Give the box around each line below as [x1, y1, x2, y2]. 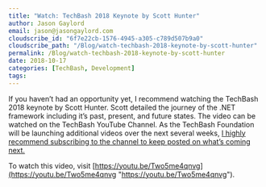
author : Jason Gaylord [8, 19, 85, 27]
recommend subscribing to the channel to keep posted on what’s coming [8, 136, 251, 146]
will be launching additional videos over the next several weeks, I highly [8, 128, 246, 138]
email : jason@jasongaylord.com [8, 27, 114, 35]
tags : [8, 72, 27, 80]
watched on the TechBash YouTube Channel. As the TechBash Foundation [8, 119, 255, 129]
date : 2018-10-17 [8, 57, 67, 65]
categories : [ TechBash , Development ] [8, 64, 135, 73]
